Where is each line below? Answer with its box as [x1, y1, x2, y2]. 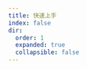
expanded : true [15, 41, 66, 49]
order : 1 [15, 33, 44, 42]
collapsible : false [15, 48, 80, 56]
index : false [8, 19, 51, 27]
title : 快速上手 [8, 11, 57, 20]
